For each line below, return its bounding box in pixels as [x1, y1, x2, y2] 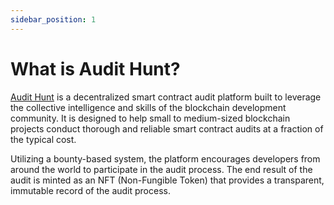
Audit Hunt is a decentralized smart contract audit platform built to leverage [10, 91, 322, 103]
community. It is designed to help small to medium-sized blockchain [10, 112, 291, 124]
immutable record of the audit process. [10, 184, 171, 196]
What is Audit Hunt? [10, 57, 181, 80]
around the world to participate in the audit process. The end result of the [10, 163, 313, 175]
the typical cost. [10, 133, 77, 145]
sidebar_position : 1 [10, 14, 97, 25]
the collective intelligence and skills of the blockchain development [10, 101, 287, 113]
